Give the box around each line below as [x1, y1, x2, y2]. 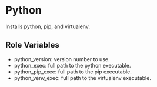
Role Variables [5, 40, 59, 50]
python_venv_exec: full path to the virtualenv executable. [14, 74, 151, 81]
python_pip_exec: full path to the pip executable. [14, 68, 132, 75]
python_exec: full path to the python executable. [14, 62, 131, 69]
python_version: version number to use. [14, 55, 110, 62]
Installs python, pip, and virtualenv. [5, 23, 91, 30]
